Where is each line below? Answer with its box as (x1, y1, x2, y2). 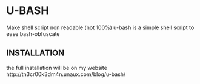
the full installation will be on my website (6, 64, 107, 71)
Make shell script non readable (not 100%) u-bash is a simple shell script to (6, 24, 195, 31)
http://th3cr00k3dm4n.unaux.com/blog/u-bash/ (6, 71, 126, 78)
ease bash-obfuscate (6, 30, 60, 37)
